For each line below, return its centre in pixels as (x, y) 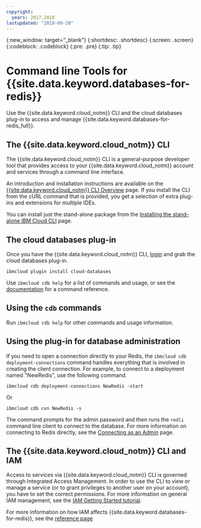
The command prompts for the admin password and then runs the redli (95, 419)
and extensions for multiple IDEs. (55, 203)
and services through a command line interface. (65, 172)
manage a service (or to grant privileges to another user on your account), (98, 488)
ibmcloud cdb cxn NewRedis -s (44, 408)
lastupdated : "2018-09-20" (40, 23)
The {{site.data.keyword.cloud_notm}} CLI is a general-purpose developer (98, 159)
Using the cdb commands (54, 308)
